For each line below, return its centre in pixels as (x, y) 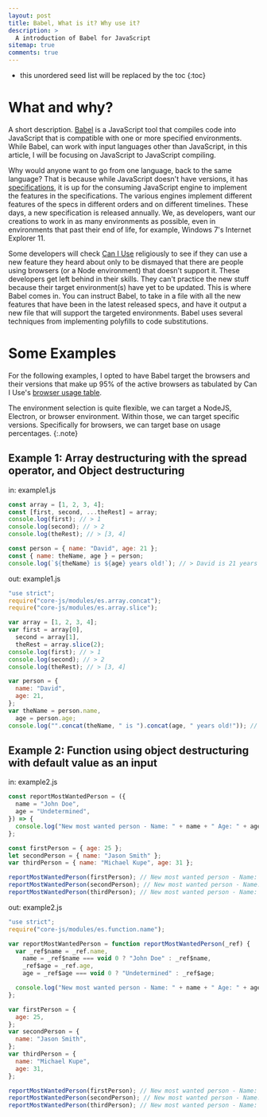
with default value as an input (83, 763)
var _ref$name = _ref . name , (62, 951)
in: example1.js (32, 490)
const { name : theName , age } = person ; (76, 556)
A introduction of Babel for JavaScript (83, 38)
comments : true (33, 53)
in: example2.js (33, 782)
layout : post (30, 16)
